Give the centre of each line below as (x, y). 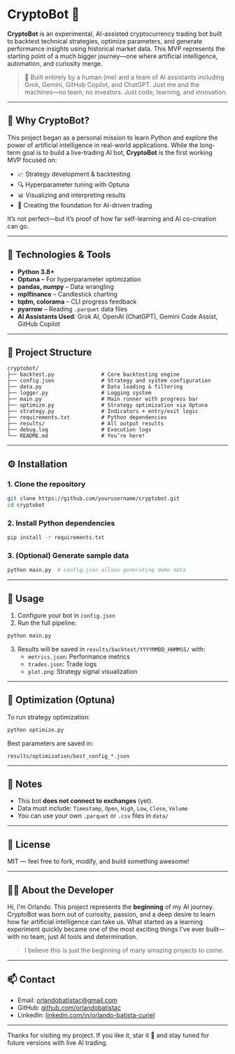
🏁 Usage (26, 599)
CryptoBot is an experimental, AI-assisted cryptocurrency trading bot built (115, 34)
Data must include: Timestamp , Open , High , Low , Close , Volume (102, 809)
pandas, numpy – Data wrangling (65, 286)
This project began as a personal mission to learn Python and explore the (113, 137)
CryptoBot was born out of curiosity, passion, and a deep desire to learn (111, 914)
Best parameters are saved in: (50, 743)
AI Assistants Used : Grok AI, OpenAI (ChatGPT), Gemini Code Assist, (117, 316)
